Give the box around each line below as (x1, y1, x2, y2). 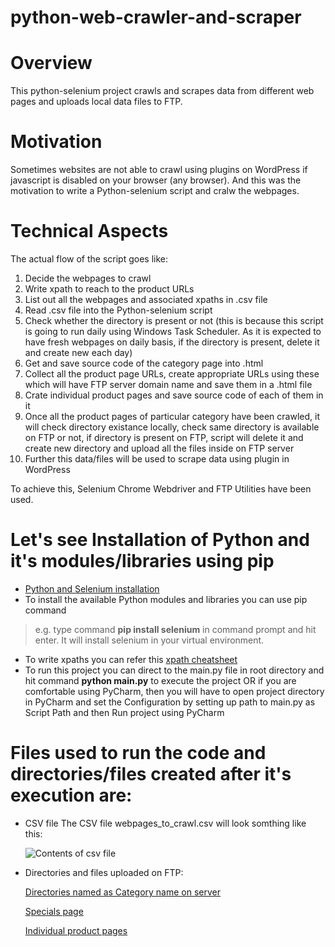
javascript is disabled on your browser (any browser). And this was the (10, 174, 302, 186)
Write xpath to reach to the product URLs (24, 283, 195, 295)
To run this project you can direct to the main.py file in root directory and (24, 664, 325, 676)
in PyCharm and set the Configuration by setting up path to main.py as (24, 696, 316, 708)
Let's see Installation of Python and (10, 529, 310, 551)
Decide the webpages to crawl (24, 272, 152, 284)
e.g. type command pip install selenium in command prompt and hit (34, 623, 317, 635)
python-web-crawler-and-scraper (10, 6, 302, 29)
